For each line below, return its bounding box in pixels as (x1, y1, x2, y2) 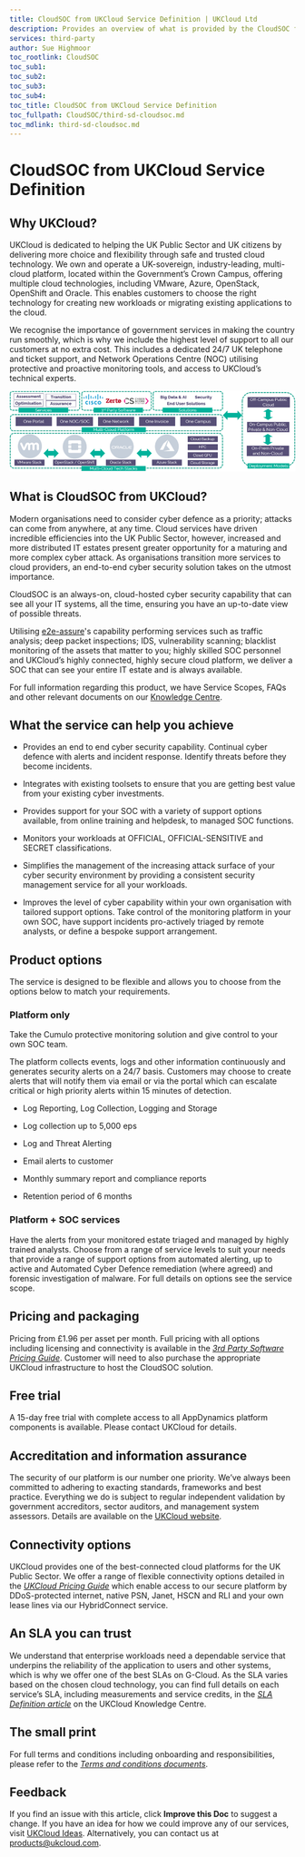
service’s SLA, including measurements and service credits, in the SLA (9, 1688, 273, 1699)
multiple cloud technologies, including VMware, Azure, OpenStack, (9, 278, 261, 290)
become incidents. (22, 761, 93, 771)
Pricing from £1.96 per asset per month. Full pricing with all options (9, 1332, 261, 1343)
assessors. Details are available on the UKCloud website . (9, 1511, 222, 1522)
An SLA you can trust (9, 1626, 132, 1642)
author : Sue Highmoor (9, 44, 92, 53)
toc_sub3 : (9, 82, 47, 91)
